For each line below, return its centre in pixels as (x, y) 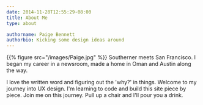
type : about (21, 23)
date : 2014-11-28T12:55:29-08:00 (49, 12)
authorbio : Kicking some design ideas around (65, 40)
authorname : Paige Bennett (41, 34)
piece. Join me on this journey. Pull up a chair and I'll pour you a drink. (95, 95)
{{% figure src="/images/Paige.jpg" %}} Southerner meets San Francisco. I (101, 57)
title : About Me (27, 18)
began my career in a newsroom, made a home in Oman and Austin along (99, 64)
